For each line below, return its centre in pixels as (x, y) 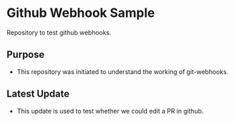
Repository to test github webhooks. (59, 32)
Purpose (26, 55)
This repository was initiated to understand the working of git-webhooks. (122, 71)
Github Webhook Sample (81, 13)
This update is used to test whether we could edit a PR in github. (110, 111)
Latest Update (38, 94)
